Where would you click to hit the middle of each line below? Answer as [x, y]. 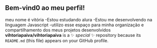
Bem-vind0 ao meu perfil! [45, 8]
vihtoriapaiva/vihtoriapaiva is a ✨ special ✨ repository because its [73, 35]
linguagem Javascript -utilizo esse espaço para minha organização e [75, 25]
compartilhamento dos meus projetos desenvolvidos [58, 30]
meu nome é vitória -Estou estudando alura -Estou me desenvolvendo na [79, 19]
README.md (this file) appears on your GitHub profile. [57, 40]
